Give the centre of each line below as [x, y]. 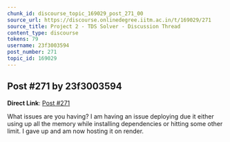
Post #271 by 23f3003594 [65, 87]
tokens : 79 [23, 39]
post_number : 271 [32, 52]
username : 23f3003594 [38, 45]
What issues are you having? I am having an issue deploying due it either [111, 116]
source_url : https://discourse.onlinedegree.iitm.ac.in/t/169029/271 [109, 20]
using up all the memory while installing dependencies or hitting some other [115, 123]
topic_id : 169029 [32, 59]
